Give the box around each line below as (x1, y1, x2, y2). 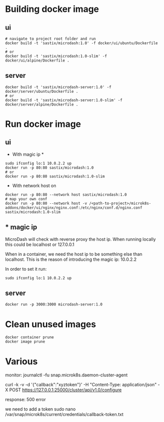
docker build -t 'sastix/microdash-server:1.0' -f (5, 84, 112, 90)
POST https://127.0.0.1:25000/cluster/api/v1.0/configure (9, 387, 122, 393)
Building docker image (5, 3, 99, 15)
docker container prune (5, 335, 54, 340)
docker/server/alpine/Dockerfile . (5, 102, 79, 107)
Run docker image (5, 119, 82, 129)
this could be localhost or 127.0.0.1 (5, 241, 75, 247)
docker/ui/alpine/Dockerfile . (5, 58, 70, 63)
